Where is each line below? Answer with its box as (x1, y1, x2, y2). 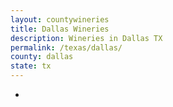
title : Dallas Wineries (10, 24, 110, 34)
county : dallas (10, 52, 74, 62)
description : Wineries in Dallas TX (10, 33, 163, 43)
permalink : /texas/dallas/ (10, 42, 123, 53)
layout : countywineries (10, 14, 110, 25)
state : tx (10, 61, 52, 71)
